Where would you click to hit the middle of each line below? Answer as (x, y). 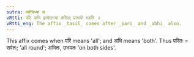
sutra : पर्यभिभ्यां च (26, 12)
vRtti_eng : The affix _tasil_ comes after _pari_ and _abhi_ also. (94, 23)
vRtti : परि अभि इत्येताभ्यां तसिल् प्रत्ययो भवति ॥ (53, 18)
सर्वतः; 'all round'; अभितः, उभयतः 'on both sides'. (61, 48)
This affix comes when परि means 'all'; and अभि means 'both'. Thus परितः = (97, 41)
